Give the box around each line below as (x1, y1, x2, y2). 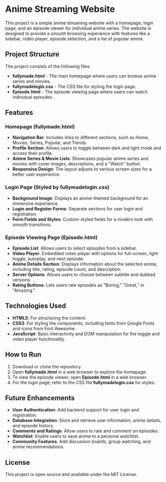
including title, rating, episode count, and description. (12, 267, 121, 273)
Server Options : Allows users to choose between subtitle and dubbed (12, 272, 156, 277)
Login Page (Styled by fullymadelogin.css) (5, 184, 110, 191)
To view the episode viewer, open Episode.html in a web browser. (12, 374, 148, 380)
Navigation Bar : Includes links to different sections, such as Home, (12, 135, 150, 140)
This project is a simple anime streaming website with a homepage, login (5, 20, 154, 26)
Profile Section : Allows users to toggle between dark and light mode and (12, 145, 162, 151)
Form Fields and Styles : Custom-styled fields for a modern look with (12, 216, 153, 222)
